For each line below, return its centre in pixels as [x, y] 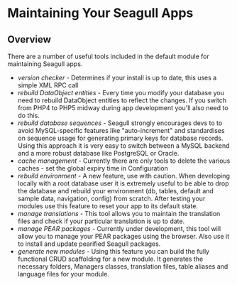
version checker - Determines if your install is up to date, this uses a [117, 77]
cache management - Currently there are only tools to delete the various [124, 161]
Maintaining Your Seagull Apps [100, 13]
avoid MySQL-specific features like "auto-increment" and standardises [121, 130]
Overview [29, 39]
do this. [29, 115]
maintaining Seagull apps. [45, 64]
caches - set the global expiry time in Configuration [93, 168]
